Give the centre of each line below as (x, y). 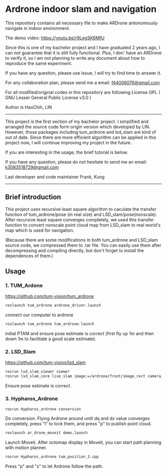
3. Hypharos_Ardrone (32, 399)
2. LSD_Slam (20, 352)
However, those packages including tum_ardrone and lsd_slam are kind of (81, 132)
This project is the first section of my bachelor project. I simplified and (77, 121)
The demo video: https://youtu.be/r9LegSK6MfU (55, 38)
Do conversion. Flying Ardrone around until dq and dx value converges (78, 418)
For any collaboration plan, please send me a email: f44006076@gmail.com (83, 83)
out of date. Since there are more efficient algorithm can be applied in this (81, 137)
